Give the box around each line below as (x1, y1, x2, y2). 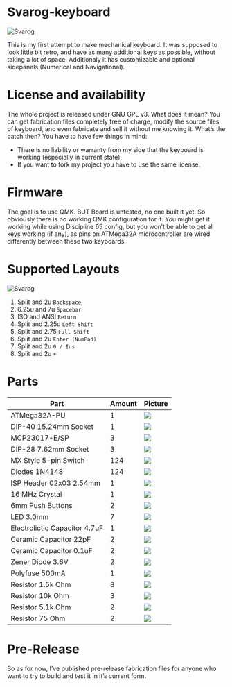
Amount (109, 398, 137, 408)
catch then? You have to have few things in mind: (7, 132, 148, 140)
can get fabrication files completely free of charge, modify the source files (7, 117, 220, 126)
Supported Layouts (7, 262, 120, 277)
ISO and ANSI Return (17, 312, 77, 321)
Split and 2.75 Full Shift (17, 327, 90, 335)
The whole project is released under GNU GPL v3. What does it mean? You (7, 110, 220, 118)
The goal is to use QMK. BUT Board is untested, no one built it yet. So (7, 207, 206, 216)
